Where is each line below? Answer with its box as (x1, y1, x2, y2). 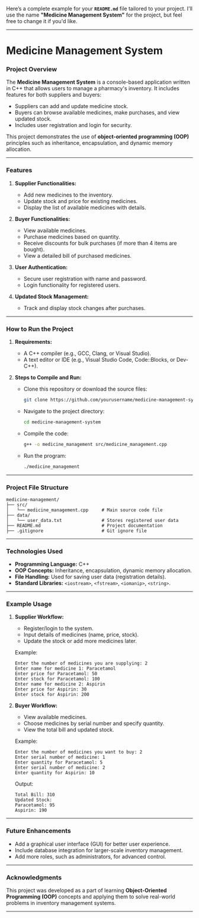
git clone (23, 397, 49, 403)
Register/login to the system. (23, 625, 94, 632)
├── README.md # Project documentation (6, 523, 163, 528)
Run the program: (23, 452, 67, 459)
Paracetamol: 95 (14, 802, 55, 808)
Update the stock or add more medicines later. (23, 638, 137, 645)
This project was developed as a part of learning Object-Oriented (6, 887, 167, 894)
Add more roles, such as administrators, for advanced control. (14, 853, 166, 860)
